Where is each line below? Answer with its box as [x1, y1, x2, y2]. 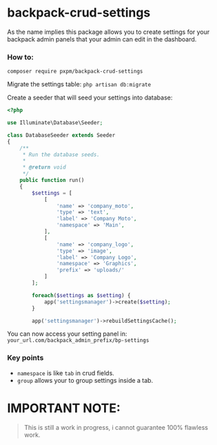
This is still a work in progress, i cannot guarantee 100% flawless [23, 423, 209, 431]
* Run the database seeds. [22, 151, 100, 158]
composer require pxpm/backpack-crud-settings [7, 68, 143, 75]
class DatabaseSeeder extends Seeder [7, 131, 116, 139]
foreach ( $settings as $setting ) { [32, 292, 131, 299]
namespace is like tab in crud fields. [17, 368, 115, 377]
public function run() [19, 177, 85, 184]
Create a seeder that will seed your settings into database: [7, 93, 173, 102]
